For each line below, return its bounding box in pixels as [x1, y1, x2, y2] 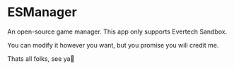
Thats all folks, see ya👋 [7, 54, 75, 63]
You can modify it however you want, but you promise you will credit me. [7, 41, 219, 49]
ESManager [7, 4, 78, 20]
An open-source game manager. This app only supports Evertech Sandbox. [7, 27, 228, 36]
